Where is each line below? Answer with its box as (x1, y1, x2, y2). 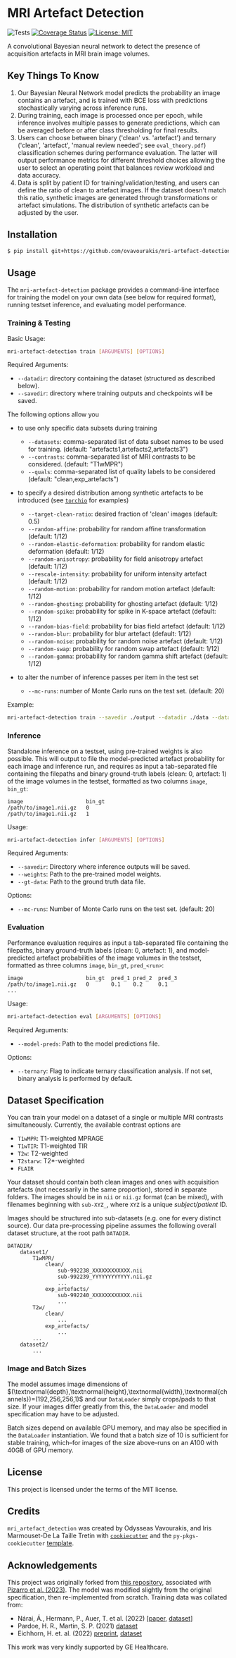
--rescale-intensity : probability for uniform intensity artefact (27, 569, 207, 579)
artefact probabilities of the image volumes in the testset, (36, 953, 202, 962)
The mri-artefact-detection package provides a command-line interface (7, 285, 220, 294)
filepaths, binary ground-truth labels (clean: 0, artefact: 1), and (7, 946, 188, 954)
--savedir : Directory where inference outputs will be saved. (17, 862, 190, 871)
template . (46, 1539, 74, 1547)
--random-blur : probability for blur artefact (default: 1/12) (27, 629, 192, 638)
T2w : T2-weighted (17, 1149, 69, 1158)
